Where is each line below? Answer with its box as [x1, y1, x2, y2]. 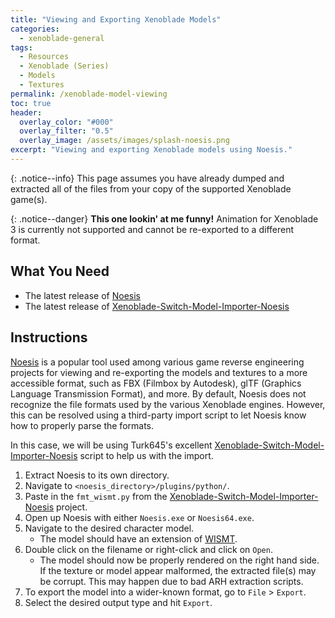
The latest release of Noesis [24, 289, 142, 301]
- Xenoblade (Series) [19, 61, 110, 71]
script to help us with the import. [79, 449, 214, 461]
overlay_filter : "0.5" [19, 126, 114, 136]
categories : [10, 24, 60, 34]
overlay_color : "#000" [19, 117, 114, 127]
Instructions [10, 329, 88, 346]
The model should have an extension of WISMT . [39, 532, 238, 545]
